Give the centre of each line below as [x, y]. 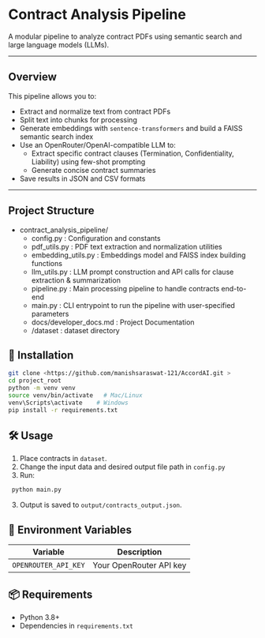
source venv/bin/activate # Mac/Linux [76, 396]
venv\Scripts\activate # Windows [68, 403]
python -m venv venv [42, 388]
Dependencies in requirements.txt [77, 625]
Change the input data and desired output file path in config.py [122, 467]
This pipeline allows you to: [52, 96]
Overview [33, 77]
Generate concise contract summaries [93, 170]
